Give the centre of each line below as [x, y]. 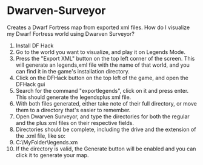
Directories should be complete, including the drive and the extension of [106, 129]
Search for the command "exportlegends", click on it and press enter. [102, 90]
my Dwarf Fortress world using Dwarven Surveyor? [71, 33]
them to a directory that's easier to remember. [73, 110]
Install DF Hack [35, 45]
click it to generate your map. [52, 155]
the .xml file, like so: [41, 136]
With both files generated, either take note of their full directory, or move [106, 103]
